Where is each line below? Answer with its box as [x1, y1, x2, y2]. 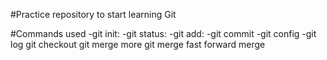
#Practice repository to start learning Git [10, 9, 177, 20]
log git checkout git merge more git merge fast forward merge [10, 39, 266, 50]
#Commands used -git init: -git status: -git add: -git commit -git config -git [10, 28, 317, 39]
